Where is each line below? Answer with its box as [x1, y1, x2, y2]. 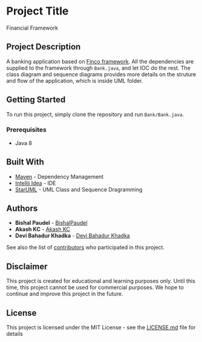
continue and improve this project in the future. [6, 290, 123, 297]
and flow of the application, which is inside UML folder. [6, 77, 143, 84]
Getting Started [6, 95, 66, 105]
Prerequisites [6, 126, 47, 134]
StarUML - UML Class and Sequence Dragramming [15, 186, 143, 193]
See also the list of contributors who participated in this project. [6, 244, 165, 251]
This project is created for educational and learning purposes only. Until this [6, 277, 195, 285]
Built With [6, 157, 44, 167]
